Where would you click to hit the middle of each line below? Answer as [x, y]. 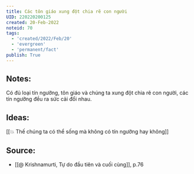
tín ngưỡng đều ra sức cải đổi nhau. [49, 99]
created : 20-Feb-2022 [33, 22]
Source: [21, 150]
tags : [13, 33]
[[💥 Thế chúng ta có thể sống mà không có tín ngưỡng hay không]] [88, 132]
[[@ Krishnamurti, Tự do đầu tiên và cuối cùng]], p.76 [79, 165]
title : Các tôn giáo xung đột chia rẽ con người [67, 11]
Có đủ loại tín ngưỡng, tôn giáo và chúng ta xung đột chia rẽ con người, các [97, 93]
